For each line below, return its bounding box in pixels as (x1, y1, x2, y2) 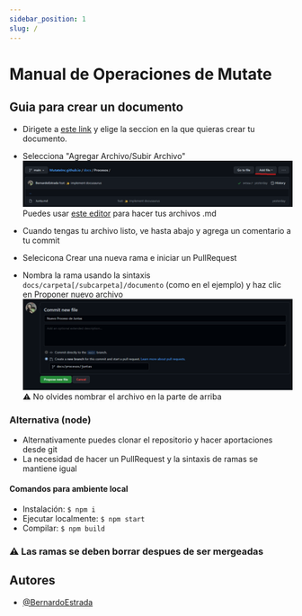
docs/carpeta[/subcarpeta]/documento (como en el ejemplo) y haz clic (22, 280, 281, 290)
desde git (22, 443, 58, 454)
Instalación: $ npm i (22, 504, 96, 514)
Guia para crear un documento (9, 100, 184, 115)
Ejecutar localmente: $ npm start (22, 513, 146, 523)
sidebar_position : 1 (9, 14, 87, 23)
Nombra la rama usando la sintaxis (22, 270, 151, 281)
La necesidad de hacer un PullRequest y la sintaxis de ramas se (22, 453, 259, 464)
